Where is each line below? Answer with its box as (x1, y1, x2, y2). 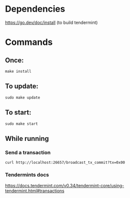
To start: (5, 108, 32, 117)
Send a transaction (5, 149, 51, 156)
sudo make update (5, 95, 40, 100)
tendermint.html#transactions (5, 188, 65, 194)
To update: (5, 82, 38, 91)
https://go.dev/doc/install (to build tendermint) (5, 20, 98, 25)
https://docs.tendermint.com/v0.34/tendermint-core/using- (5, 182, 124, 188)
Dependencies (5, 3, 65, 15)
